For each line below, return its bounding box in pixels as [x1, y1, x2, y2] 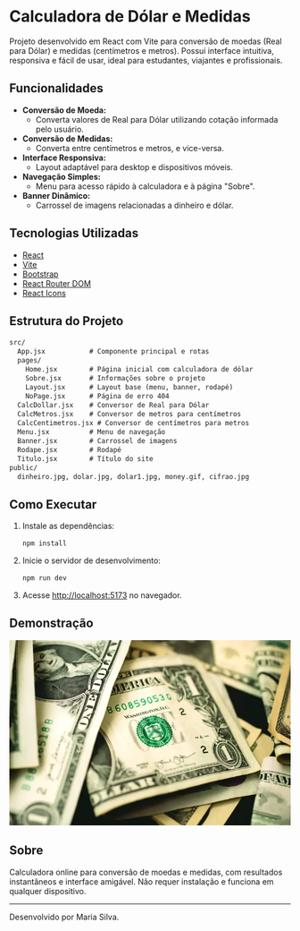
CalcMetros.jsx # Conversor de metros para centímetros [17, 410, 242, 419]
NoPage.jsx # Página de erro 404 [25, 392, 170, 401]
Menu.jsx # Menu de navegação [17, 428, 166, 437]
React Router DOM [21, 278, 92, 288]
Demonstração [9, 616, 94, 631]
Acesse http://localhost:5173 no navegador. [21, 589, 182, 601]
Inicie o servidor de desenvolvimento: [21, 555, 161, 566]
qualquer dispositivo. [9, 885, 87, 896]
